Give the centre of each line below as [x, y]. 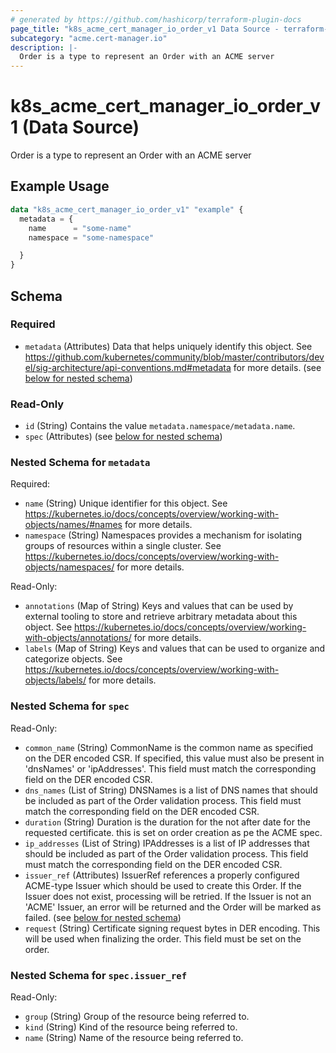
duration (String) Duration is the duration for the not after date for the [167, 822]
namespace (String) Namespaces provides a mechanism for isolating [163, 535]
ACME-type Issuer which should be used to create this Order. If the [163, 885]
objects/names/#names [73, 525]
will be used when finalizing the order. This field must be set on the [163, 938]
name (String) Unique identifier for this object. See [126, 503]
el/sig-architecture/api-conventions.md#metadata [128, 367]
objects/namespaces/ [69, 567]
